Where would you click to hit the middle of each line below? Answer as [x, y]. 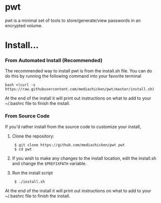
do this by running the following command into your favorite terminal [73, 76]
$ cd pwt [23, 149]
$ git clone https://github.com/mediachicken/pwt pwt [70, 145]
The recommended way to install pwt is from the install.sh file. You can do [79, 71]
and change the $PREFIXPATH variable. [49, 163]
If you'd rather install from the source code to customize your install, [73, 127]
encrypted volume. [24, 25]
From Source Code [27, 116]
